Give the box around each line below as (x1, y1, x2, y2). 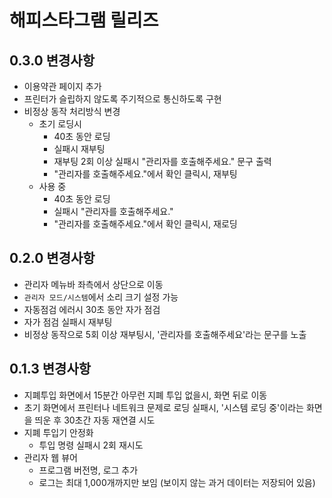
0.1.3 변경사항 (9, 361, 92, 378)
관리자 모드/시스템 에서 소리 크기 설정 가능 (23, 291, 179, 303)
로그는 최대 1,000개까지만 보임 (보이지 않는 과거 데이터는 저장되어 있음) (38, 476, 316, 488)
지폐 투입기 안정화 (23, 426, 94, 438)
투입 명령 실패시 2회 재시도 (38, 439, 144, 451)
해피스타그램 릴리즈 (9, 9, 159, 32)
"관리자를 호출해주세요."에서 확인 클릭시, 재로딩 (53, 218, 238, 230)
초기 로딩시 (38, 118, 82, 130)
